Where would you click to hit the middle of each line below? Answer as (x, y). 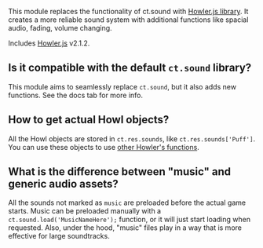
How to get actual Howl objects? (89, 120)
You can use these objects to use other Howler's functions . (104, 147)
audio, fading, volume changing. (60, 28)
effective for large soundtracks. (59, 236)
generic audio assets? (64, 184)
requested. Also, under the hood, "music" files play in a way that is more (125, 228)
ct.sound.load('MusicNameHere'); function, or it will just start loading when (130, 220)
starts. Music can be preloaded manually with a (85, 211)
